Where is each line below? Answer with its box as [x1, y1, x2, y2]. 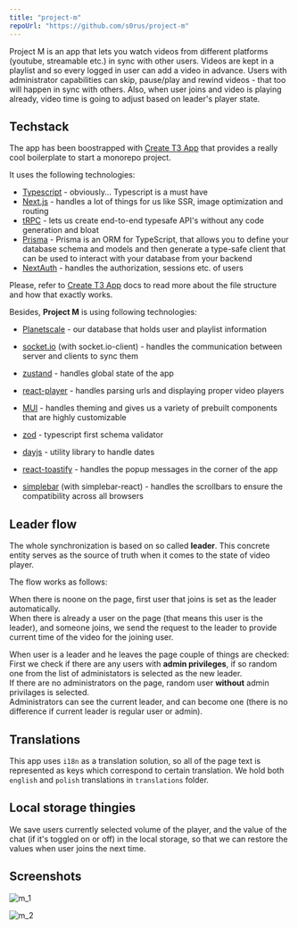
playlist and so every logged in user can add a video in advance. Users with [9, 64, 287, 76]
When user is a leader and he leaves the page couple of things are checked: [9, 649, 290, 660]
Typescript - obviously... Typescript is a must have [21, 187, 208, 197]
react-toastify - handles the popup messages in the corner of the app [21, 464, 278, 475]
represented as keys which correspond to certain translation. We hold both [9, 765, 285, 776]
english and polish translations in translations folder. [9, 774, 210, 785]
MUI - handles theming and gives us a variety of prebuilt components [21, 402, 278, 413]
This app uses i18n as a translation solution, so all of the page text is [9, 755, 261, 766]
